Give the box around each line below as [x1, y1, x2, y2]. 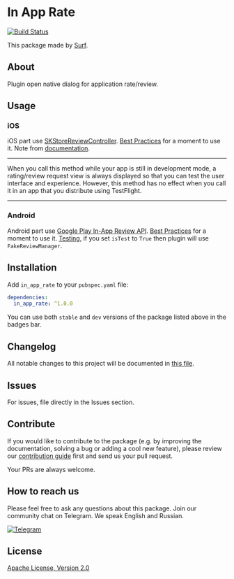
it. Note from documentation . [7, 144, 91, 152]
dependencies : [7, 294, 49, 301]
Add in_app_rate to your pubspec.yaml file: [7, 280, 129, 289]
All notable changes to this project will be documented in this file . [7, 359, 195, 368]
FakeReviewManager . [7, 241, 63, 250]
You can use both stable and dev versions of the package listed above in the [7, 313, 226, 322]
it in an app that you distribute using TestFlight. [7, 187, 142, 195]
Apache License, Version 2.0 [7, 564, 90, 572]
